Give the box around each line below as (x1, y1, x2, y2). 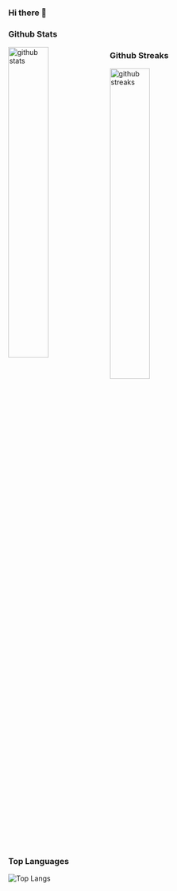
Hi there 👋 (8, 7, 48, 18)
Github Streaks (110, 49, 169, 61)
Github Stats (8, 28, 58, 39)
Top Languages (8, 856, 70, 867)
